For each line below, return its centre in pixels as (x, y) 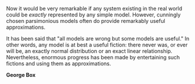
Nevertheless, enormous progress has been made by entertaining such (93, 57)
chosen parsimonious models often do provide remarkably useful (86, 21)
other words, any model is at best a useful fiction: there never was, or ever (97, 45)
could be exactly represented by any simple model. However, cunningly (93, 15)
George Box (21, 75)
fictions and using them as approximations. (59, 63)
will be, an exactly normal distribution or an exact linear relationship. (89, 51)
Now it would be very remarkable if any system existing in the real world (94, 9)
